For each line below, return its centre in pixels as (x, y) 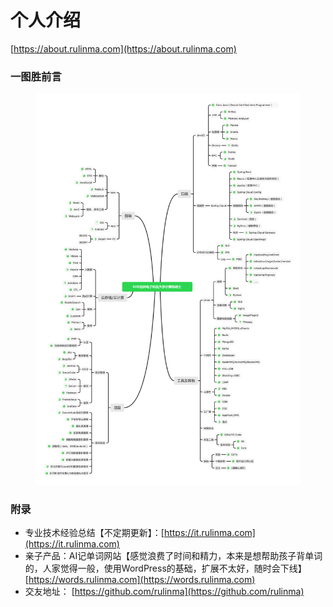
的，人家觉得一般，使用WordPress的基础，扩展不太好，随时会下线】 (165, 568)
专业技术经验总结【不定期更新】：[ (94, 533)
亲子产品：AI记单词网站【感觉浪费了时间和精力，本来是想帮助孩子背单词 (173, 556)
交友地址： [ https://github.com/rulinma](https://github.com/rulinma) (164, 592)
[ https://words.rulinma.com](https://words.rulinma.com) (140, 580)
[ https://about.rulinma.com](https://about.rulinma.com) (123, 48)
